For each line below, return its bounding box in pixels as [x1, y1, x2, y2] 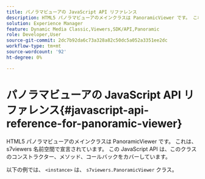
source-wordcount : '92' [6, 49, 67, 55]
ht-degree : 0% [6, 54, 43, 60]
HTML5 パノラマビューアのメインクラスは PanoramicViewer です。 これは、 [6, 137, 197, 145]
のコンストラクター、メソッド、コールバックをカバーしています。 [6, 153, 171, 160]
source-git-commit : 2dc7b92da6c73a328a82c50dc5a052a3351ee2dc [6, 37, 168, 43]
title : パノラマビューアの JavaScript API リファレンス [6, 9, 137, 15]
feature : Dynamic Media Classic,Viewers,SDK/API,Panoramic [6, 26, 160, 32]
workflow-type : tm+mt [6, 43, 62, 49]
